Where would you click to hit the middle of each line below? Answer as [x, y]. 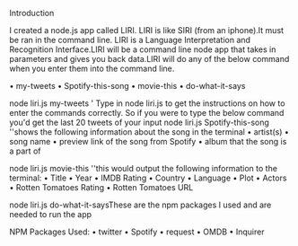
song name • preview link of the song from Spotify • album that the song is [148, 141]
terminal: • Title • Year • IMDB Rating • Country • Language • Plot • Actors [148, 178]
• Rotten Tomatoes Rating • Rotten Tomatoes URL [101, 187]
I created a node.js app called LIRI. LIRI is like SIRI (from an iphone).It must [147, 30]
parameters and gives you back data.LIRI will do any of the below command [149, 59]
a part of [25, 151]
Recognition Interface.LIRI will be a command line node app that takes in [143, 49]
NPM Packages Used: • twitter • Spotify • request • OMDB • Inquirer [137, 232]
